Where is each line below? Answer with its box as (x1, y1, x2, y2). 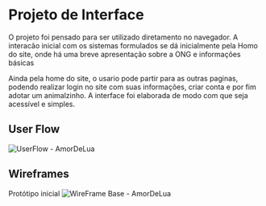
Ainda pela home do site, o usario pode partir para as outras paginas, (8, 73, 239, 83)
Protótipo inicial (8, 188, 60, 198)
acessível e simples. (8, 99, 75, 109)
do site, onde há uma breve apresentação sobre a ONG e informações (8, 49, 241, 59)
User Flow (8, 122, 60, 136)
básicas (8, 58, 35, 68)
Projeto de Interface (8, 6, 144, 24)
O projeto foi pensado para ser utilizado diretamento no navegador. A (8, 32, 239, 42)
